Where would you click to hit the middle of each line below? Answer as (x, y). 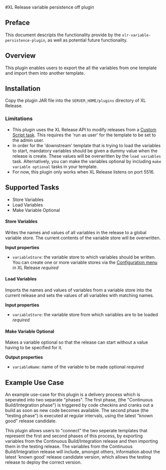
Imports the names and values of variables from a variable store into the (79, 290)
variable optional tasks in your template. (55, 167)
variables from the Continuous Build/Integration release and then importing (82, 441)
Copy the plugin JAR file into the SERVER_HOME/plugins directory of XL (76, 100)
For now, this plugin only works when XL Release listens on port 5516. (83, 172)
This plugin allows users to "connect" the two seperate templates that (76, 430)
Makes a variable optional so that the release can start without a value (77, 342)
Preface (18, 23)
